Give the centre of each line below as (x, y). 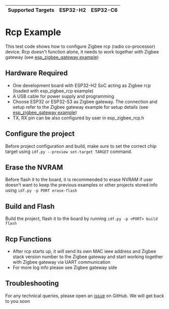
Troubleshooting (32, 283)
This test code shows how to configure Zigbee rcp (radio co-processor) (80, 46)
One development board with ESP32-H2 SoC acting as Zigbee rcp (82, 85)
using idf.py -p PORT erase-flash (41, 191)
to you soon (18, 301)
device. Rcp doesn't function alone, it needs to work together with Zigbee (82, 52)
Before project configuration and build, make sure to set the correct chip (81, 146)
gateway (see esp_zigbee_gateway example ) (52, 57)
